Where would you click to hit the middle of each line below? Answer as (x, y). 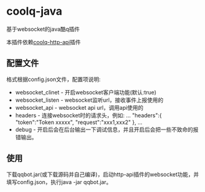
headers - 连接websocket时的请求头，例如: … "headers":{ (88, 115)
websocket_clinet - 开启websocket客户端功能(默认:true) (86, 92)
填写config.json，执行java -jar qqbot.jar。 (59, 182)
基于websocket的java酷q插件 (43, 29)
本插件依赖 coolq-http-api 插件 (44, 42)
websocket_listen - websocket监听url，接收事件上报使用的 (89, 100)
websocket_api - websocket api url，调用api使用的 (79, 107)
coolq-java (34, 11)
